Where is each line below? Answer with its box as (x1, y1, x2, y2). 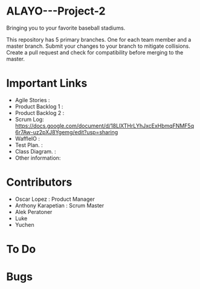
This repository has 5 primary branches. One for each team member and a (6, 36, 192, 43)
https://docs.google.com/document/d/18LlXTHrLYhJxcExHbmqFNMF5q (15, 122, 195, 129)
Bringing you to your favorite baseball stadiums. (6, 24, 126, 31)
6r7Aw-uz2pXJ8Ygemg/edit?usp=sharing (15, 128, 118, 135)
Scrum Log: (15, 115, 44, 123)
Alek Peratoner (15, 208, 53, 215)
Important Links (6, 77, 88, 90)
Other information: (15, 154, 61, 161)
